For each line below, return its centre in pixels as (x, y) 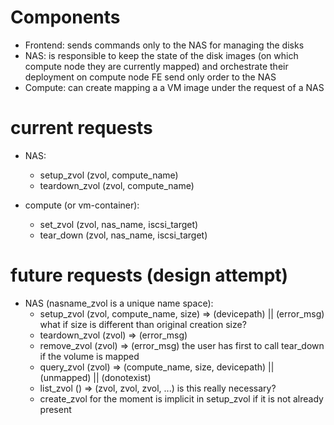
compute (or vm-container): (82, 205)
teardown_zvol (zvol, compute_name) (117, 185)
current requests (81, 128)
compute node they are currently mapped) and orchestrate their (156, 66)
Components (65, 17)
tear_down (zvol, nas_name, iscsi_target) (123, 235)
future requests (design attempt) (149, 275)
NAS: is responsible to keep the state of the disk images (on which (161, 55)
